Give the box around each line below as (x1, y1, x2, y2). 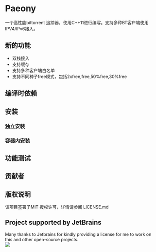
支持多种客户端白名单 (12, 67, 55, 73)
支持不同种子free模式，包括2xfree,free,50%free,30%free (12, 74, 127, 79)
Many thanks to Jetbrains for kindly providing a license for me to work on (5, 231, 152, 237)
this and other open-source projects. (5, 236, 79, 242)
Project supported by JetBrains (5, 218, 102, 227)
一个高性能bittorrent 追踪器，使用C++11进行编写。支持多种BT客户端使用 (5, 19, 149, 25)
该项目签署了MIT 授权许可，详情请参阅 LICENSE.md (5, 204, 109, 210)
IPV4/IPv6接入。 (5, 25, 38, 32)
